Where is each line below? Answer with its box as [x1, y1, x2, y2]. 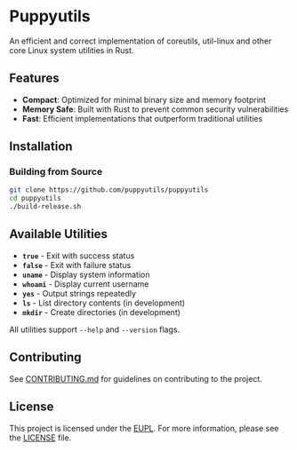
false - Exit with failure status [21, 259, 132, 270]
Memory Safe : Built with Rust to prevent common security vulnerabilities [21, 104, 289, 115]
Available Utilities [9, 226, 108, 241]
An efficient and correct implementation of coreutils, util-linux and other [9, 36, 272, 46]
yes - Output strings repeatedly [21, 288, 136, 298]
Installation [9, 139, 73, 154]
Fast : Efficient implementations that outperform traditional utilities [21, 113, 263, 123]
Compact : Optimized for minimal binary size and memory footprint [21, 94, 267, 105]
